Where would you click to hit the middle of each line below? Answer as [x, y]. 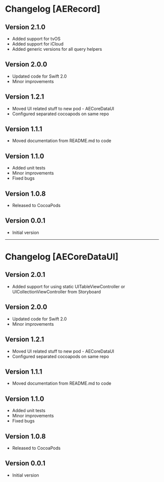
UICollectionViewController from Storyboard [56, 292]
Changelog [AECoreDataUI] [62, 257]
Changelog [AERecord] [53, 9]
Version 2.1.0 [25, 27]
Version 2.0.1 [25, 275]
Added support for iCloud [38, 44]
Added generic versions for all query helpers [57, 49]
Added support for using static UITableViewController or [69, 286]
